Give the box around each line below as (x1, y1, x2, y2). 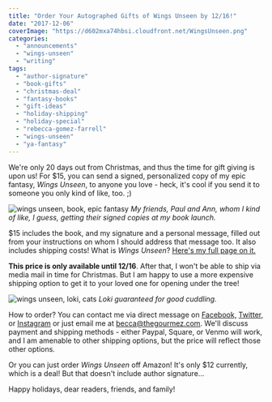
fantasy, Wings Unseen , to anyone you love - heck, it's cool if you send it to (8, 179, 261, 189)
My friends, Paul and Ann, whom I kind (130, 203, 261, 213)
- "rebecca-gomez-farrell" (15, 125, 107, 133)
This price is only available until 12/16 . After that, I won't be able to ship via (8, 261, 261, 271)
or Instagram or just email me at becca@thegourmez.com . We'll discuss (8, 318, 249, 328)
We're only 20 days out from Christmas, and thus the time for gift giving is (8, 162, 255, 172)
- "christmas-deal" (15, 87, 82, 96)
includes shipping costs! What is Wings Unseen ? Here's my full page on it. (8, 245, 257, 255)
